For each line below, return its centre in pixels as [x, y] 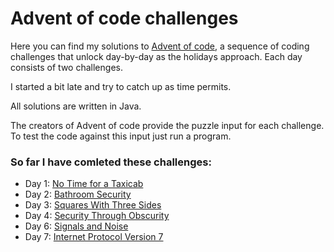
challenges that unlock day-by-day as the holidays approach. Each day [156, 56]
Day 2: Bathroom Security [78, 194]
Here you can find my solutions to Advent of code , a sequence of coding [160, 46]
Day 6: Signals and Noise [76, 226]
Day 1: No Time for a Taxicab [84, 184]
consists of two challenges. [66, 67]
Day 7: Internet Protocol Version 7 [94, 237]
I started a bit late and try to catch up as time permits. [121, 86]
